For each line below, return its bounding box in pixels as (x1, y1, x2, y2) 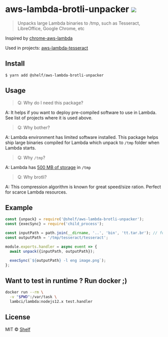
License (5, 313, 30, 321)
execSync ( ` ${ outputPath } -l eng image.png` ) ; (9, 258, 106, 263)
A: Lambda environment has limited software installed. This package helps (5, 134, 158, 140)
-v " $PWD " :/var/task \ (9, 294, 57, 299)
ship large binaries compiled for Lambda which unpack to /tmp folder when (5, 139, 160, 145)
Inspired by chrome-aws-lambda (5, 35, 73, 41)
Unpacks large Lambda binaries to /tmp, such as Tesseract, (17, 20, 140, 26)
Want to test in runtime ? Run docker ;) (5, 276, 127, 285)
